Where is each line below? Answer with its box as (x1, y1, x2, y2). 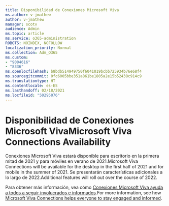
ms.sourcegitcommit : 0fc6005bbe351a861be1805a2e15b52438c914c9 (5, 74, 142, 79)
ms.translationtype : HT (5, 78, 56, 83)
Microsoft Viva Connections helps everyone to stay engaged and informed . (5, 195, 162, 201)
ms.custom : (5, 54, 28, 60)
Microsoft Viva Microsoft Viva (5, 125, 132, 137)
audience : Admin (5, 26, 40, 32)
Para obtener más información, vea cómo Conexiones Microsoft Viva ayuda (5, 184, 163, 191)
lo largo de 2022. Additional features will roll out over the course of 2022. (5, 174, 157, 181)
